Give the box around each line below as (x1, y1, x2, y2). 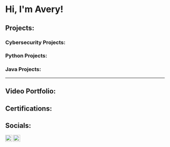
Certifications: (5, 104, 52, 113)
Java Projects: (5, 66, 41, 73)
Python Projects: (5, 52, 48, 59)
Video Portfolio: (5, 87, 56, 95)
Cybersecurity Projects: (5, 39, 66, 46)
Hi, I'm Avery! (5, 4, 64, 15)
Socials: (5, 121, 31, 130)
